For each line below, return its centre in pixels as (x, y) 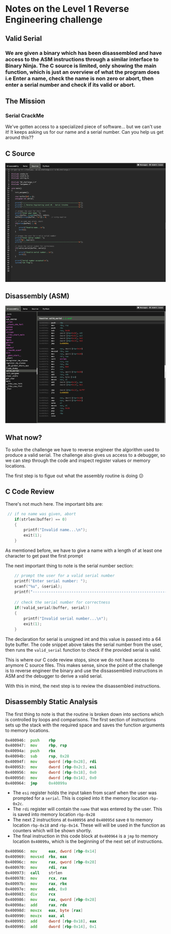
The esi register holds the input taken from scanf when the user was (84, 793)
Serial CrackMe (25, 115)
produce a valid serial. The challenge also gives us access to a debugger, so (85, 455)
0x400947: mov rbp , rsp (36, 746)
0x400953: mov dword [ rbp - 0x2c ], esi (51, 767)
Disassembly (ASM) (37, 296)
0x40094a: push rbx (31, 751)
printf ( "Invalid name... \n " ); (55, 530)
